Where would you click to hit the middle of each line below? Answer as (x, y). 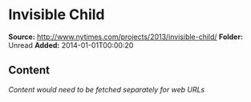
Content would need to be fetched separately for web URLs (107, 89)
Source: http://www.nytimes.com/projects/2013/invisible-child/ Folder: (125, 37)
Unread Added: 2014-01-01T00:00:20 (71, 45)
